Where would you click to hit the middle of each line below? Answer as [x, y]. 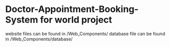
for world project [76, 20]
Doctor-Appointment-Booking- [72, 9]
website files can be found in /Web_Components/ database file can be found [85, 33]
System [22, 20]
